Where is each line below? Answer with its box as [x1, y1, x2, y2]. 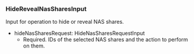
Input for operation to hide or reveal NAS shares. [5, 18, 124, 26]
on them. [23, 42, 45, 49]
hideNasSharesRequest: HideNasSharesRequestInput [14, 30, 145, 37]
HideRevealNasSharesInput [5, 5, 87, 13]
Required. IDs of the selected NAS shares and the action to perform [23, 36, 188, 43]
